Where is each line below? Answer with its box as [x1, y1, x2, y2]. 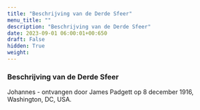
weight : [7, 49, 30, 56]
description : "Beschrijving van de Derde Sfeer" [7, 23, 151, 30]
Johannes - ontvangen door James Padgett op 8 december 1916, [7, 88, 194, 96]
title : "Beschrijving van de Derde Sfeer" [7, 10, 132, 17]
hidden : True [7, 42, 45, 49]
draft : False [7, 36, 45, 43]
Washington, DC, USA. [7, 95, 72, 104]
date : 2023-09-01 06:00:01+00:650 [7, 29, 108, 37]
